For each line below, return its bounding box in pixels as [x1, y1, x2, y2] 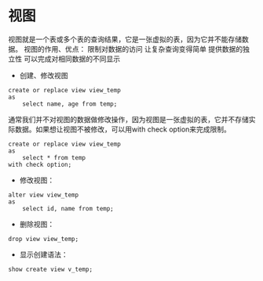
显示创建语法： [19, 250, 68, 259]
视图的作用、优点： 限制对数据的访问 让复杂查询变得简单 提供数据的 [23, 44, 243, 53]
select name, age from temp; [22, 99, 118, 108]
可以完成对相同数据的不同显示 [23, 54, 120, 63]
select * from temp [22, 153, 86, 161]
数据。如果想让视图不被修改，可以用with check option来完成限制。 [14, 124, 232, 134]
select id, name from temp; [22, 204, 114, 212]
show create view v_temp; [8, 265, 93, 273]
